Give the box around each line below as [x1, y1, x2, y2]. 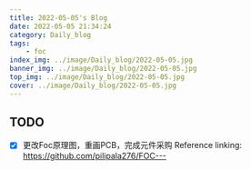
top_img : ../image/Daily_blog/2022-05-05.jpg [9, 73, 185, 82]
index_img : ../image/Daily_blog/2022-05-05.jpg [9, 55, 194, 65]
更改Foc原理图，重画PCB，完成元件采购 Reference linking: [22, 140, 243, 151]
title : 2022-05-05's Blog [9, 13, 107, 23]
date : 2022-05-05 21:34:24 [9, 22, 112, 31]
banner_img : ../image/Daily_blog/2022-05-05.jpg [9, 65, 197, 74]
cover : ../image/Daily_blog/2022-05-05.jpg [9, 81, 177, 90]
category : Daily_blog [9, 30, 92, 39]
